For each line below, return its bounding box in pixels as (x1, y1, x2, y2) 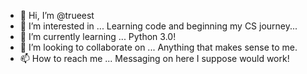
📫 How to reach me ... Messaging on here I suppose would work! (19, 53, 290, 64)
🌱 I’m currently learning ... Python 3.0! (19, 31, 177, 42)
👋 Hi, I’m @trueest (19, 10, 95, 21)
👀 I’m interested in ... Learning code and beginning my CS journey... (19, 20, 298, 32)
